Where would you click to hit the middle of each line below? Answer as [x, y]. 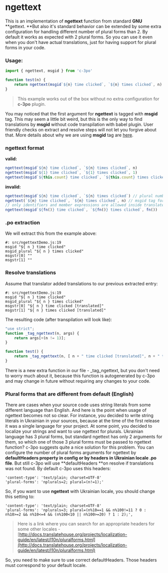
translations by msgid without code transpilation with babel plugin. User [79, 124]
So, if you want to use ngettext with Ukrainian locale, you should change [80, 492]
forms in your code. [25, 47]
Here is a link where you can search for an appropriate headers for [86, 524]
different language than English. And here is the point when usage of [76, 410]
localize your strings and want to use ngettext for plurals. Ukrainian [74, 432]
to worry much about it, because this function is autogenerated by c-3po [80, 376]
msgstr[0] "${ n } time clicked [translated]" [54, 306]
